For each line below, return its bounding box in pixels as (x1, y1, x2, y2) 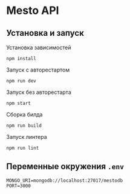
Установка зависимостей (6, 44, 71, 51)
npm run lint (6, 145, 39, 151)
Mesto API (6, 4, 59, 18)
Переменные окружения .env (6, 161, 125, 172)
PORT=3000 (6, 182, 31, 189)
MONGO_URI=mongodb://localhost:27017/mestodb (6, 177, 123, 184)
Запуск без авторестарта (6, 89, 71, 96)
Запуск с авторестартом (6, 66, 70, 73)
